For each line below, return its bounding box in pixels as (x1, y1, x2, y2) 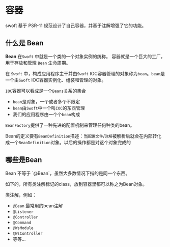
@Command (12, 220, 32, 225)
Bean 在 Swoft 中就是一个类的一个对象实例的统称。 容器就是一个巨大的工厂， (5, 53, 165, 59)
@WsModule (12, 225, 34, 231)
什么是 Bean (5, 39, 44, 47)
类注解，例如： (5, 191, 37, 198)
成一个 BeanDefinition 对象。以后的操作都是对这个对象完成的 (5, 139, 131, 145)
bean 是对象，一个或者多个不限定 (12, 98, 80, 104)
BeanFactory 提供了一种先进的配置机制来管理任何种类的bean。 (5, 122, 135, 128)
